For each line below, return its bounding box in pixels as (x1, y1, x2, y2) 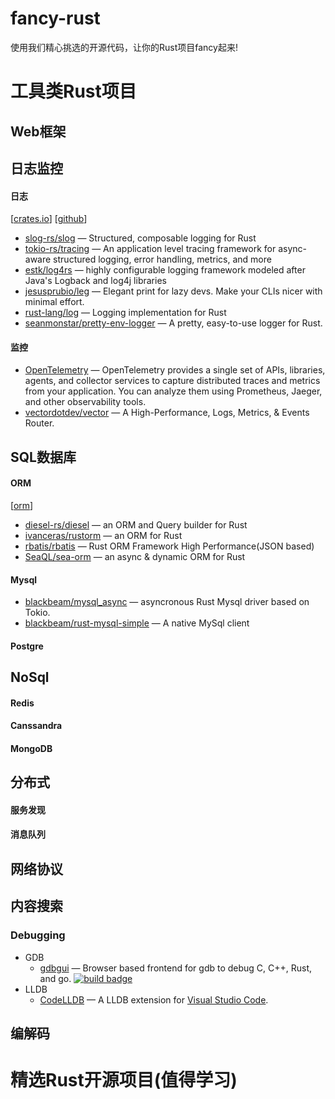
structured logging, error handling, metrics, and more (53, 253, 272, 266)
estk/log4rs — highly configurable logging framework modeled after (24, 264, 306, 276)
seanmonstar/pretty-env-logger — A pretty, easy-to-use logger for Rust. (24, 317, 323, 329)
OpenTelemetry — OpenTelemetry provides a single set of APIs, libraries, (24, 364, 326, 376)
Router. (24, 417, 55, 429)
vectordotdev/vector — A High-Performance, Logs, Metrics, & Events (24, 407, 310, 419)
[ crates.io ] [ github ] (10, 213, 88, 225)
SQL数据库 (10, 448, 77, 466)
